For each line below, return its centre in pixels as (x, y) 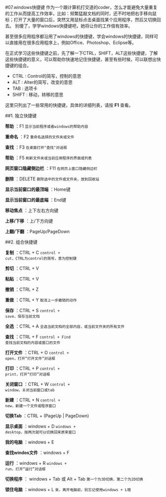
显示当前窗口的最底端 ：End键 (36, 200)
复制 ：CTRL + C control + (33, 252)
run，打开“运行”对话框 (25, 469)
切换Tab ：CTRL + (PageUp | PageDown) (47, 416)
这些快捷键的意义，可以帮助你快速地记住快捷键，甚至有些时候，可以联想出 (81, 59)
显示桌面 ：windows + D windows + (41, 426)
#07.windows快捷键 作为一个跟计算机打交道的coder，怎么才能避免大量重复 (81, 7)
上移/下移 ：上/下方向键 (29, 221)
